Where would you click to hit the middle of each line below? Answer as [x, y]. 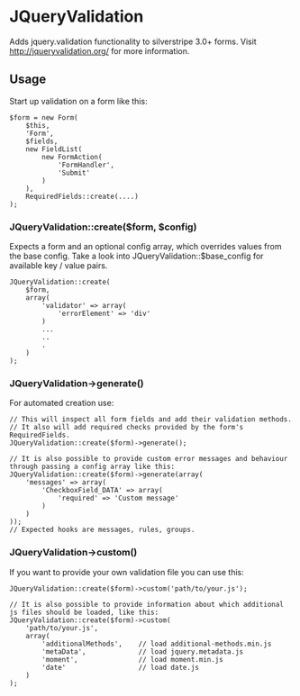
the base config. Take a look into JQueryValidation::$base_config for [136, 256]
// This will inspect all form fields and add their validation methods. [151, 420]
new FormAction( [72, 157]
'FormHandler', [86, 165]
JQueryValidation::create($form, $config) [103, 227]
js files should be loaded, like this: [84, 612]
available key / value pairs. [59, 266]
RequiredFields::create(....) [82, 196]
